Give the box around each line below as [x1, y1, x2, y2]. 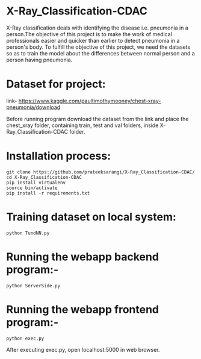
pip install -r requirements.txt [6, 190, 90, 196]
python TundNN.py [6, 230, 50, 236]
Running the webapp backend [6, 250, 159, 263]
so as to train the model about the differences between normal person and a [6, 49, 196, 57]
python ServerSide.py [6, 283, 61, 289]
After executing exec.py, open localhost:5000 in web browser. [6, 346, 161, 353]
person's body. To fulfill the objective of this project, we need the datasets [6, 43, 191, 51]
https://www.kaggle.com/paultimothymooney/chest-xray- [18, 97, 161, 104]
